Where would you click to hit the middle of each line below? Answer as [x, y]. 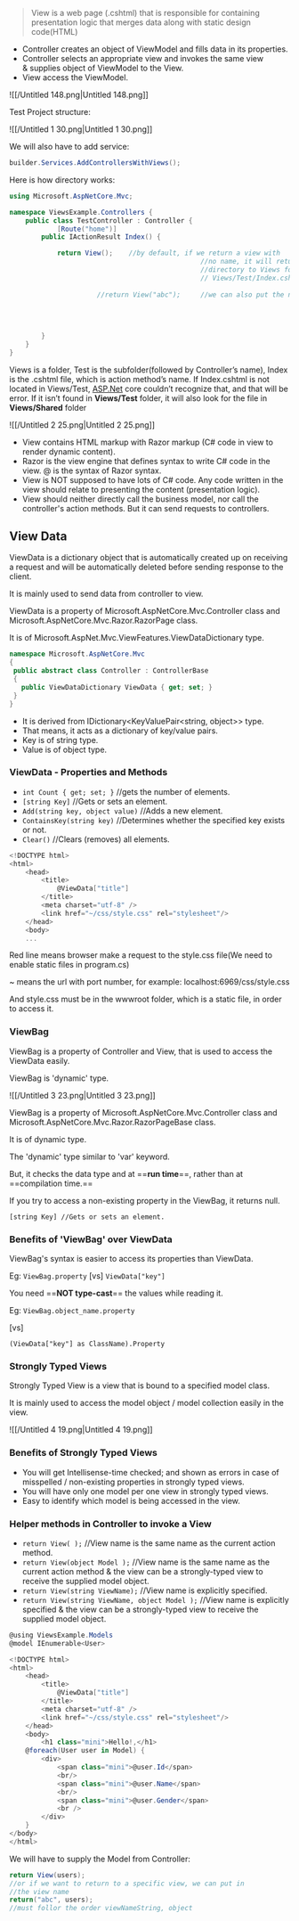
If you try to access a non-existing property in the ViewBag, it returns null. [145, 1200]
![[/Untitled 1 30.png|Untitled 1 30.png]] [81, 129]
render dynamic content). [69, 451]
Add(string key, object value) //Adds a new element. [122, 811]
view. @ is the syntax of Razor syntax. [92, 470]
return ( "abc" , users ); [51, 1900]
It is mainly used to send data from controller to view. [106, 594]
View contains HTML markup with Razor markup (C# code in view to [148, 442]
